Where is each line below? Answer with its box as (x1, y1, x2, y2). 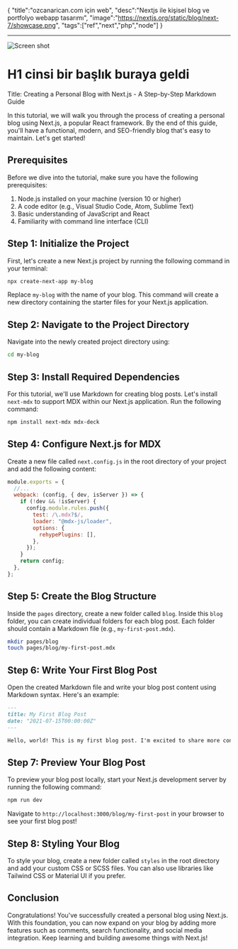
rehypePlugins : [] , (38, 531, 97, 538)
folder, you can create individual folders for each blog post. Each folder (7, 617, 215, 625)
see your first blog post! (7, 817, 77, 825)
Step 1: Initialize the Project (7, 238, 130, 250)
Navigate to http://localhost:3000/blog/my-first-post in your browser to (7, 809, 225, 818)
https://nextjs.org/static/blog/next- (118, 13, 220, 22)
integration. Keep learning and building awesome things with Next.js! (7, 933, 208, 942)
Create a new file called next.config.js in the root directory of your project (7, 457, 227, 466)
